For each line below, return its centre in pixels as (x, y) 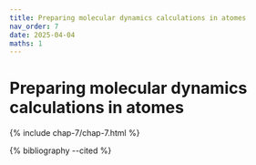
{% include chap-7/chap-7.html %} (75, 133)
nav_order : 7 (34, 26)
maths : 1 (26, 43)
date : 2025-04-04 (42, 35)
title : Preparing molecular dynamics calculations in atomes (128, 18)
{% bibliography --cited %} (61, 150)
